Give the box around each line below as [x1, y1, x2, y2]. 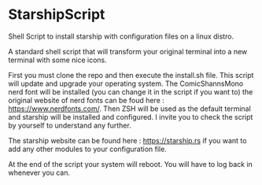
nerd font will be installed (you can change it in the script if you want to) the [8, 87, 253, 96]
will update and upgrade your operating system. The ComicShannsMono [8, 79, 244, 88]
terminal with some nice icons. [8, 55, 108, 65]
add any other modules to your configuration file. [8, 144, 167, 154]
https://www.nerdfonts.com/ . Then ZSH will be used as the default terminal [8, 104, 252, 113]
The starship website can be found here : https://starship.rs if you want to [8, 135, 247, 145]
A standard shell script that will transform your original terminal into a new [8, 46, 248, 56]
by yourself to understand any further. [8, 120, 131, 130]
